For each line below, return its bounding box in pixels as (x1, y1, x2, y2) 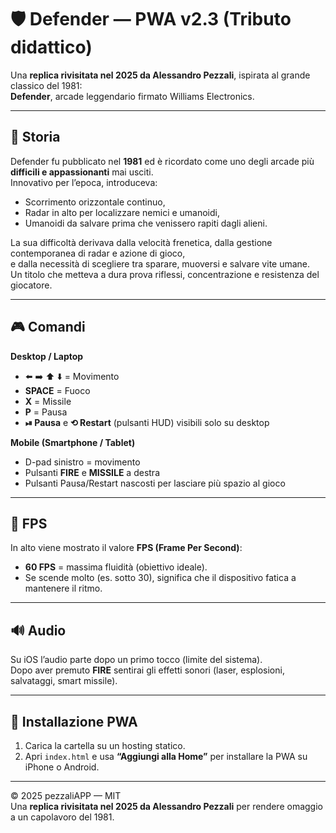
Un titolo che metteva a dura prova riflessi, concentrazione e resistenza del (10, 268, 320, 280)
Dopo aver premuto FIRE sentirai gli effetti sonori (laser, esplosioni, (10, 664, 285, 676)
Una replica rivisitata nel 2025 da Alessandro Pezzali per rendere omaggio (10, 801, 323, 812)
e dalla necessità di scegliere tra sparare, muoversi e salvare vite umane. (10, 257, 311, 270)
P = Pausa (24, 406, 68, 418)
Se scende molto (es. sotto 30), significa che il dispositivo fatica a (24, 572, 297, 584)
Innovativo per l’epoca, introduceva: (10, 176, 158, 188)
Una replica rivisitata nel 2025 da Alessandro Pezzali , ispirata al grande (10, 69, 311, 81)
